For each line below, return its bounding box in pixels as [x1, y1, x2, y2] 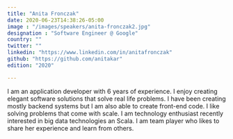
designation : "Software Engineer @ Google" [7, 29, 138, 37]
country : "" [7, 36, 42, 43]
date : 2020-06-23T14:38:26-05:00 [7, 17, 104, 24]
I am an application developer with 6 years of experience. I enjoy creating [7, 87, 218, 95]
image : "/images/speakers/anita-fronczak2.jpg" [7, 23, 151, 30]
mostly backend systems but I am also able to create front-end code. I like [7, 101, 220, 110]
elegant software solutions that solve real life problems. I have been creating [7, 95, 226, 103]
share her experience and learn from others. [7, 124, 134, 132]
